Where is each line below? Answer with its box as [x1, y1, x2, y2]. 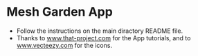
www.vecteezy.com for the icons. [16, 41, 112, 49]
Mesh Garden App [6, 4, 114, 20]
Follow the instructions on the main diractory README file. [16, 27, 183, 35]
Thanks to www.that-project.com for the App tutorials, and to [16, 33, 191, 42]
